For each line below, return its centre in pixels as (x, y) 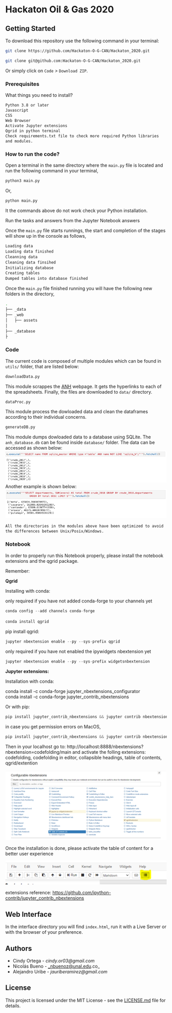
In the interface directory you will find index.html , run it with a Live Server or (86, 927)
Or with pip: (18, 706)
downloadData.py (23, 377)
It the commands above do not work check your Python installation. (77, 211)
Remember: (17, 571)
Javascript (17, 111)
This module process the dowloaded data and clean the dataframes (77, 412)
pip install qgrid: (22, 632)
